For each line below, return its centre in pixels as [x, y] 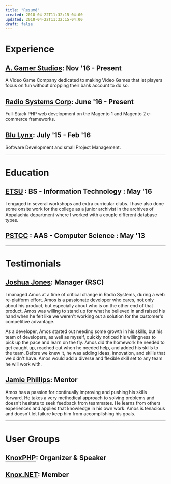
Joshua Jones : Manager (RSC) [55, 282]
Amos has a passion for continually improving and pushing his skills [76, 392]
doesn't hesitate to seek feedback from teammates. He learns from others [83, 403]
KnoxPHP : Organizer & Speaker [56, 458]
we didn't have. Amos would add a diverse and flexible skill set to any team [84, 358]
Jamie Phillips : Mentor [41, 380]
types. [12, 220]
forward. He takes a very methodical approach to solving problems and [80, 398]
